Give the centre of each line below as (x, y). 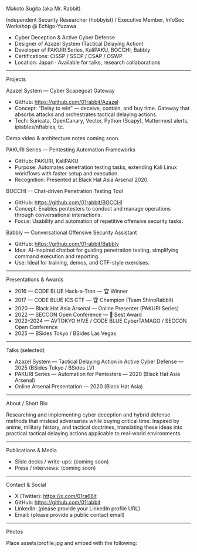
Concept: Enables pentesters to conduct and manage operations (93, 209)
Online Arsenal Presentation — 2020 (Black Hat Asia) (79, 386)
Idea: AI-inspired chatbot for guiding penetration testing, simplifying (96, 250)
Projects (16, 79)
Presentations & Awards (35, 279)
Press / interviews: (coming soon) (55, 468)
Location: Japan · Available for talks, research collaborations (87, 62)
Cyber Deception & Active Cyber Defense (65, 37)
